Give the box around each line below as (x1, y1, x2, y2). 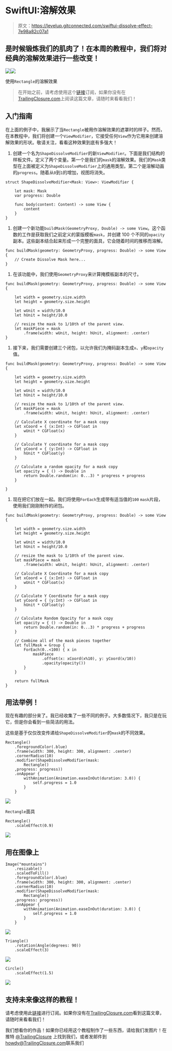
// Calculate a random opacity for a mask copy (14, 464, 118, 469)
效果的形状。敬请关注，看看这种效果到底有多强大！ (9, 139, 118, 145)
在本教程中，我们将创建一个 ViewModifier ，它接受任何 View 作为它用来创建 (5, 133, 159, 139)
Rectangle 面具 (5, 808, 35, 815)
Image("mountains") (5, 862, 47, 867)
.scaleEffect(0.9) (14, 823, 54, 828)
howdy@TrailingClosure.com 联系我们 (5, 1040, 84, 1046)
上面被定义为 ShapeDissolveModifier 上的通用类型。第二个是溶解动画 (21, 163, 165, 169)
